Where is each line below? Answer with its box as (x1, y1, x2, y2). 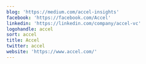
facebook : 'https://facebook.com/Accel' (6, 15, 112, 21)
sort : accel (6, 32, 37, 38)
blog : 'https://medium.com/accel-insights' (6, 9, 120, 15)
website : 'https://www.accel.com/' (6, 49, 98, 55)
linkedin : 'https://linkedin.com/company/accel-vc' (6, 20, 141, 26)
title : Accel (6, 37, 40, 43)
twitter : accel (6, 43, 45, 49)
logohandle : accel (6, 26, 53, 32)
